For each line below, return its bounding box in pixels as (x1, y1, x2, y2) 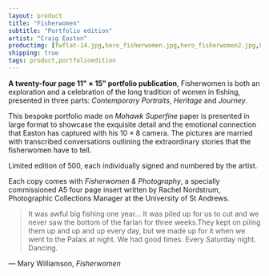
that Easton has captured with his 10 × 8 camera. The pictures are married (8, 128, 253, 137)
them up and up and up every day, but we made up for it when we (27, 225, 246, 235)
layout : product (8, 11, 62, 20)
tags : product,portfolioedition (8, 57, 116, 65)
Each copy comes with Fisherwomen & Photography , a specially (8, 176, 220, 185)
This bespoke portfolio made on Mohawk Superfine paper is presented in (8, 111, 250, 120)
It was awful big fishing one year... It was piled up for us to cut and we (27, 209, 259, 218)
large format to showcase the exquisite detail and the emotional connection (8, 120, 257, 129)
